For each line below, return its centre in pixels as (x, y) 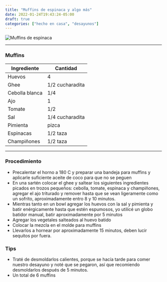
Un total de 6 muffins (34, 275)
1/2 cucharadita (66, 85)
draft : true (17, 19)
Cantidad (66, 68)
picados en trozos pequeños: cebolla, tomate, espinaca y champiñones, (86, 188)
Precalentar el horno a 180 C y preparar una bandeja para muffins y (81, 172)
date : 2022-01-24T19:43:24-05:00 (40, 14)
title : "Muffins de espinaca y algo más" (49, 10)
